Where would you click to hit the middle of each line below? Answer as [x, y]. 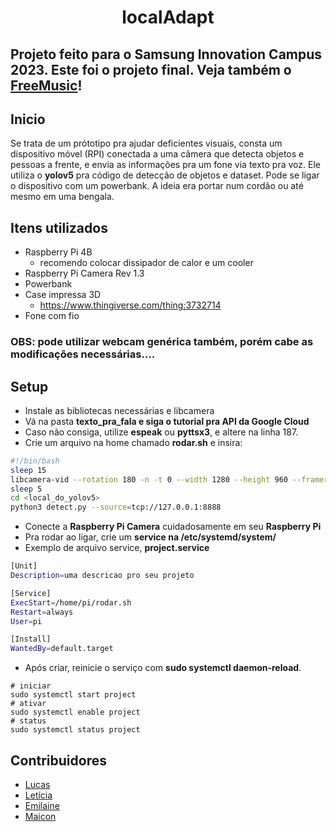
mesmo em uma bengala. [62, 197]
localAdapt [168, 17]
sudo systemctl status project [75, 730]
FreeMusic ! [46, 85]
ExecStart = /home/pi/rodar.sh [71, 602]
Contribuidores [58, 760]
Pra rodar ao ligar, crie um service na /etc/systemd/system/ [150, 537]
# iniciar [31, 686]
